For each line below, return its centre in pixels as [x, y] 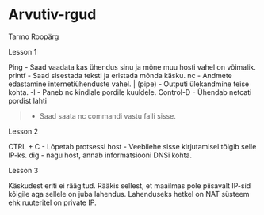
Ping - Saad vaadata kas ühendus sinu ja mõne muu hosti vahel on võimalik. [132, 67]
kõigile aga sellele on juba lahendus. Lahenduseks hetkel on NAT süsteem [129, 194]
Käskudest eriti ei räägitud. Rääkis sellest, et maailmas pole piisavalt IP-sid [130, 185]
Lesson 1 [23, 51]
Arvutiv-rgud [52, 15]
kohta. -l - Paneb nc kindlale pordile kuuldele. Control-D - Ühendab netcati [130, 92]
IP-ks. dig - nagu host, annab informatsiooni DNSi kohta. [100, 155]
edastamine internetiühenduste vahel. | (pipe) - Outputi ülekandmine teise [129, 84]
